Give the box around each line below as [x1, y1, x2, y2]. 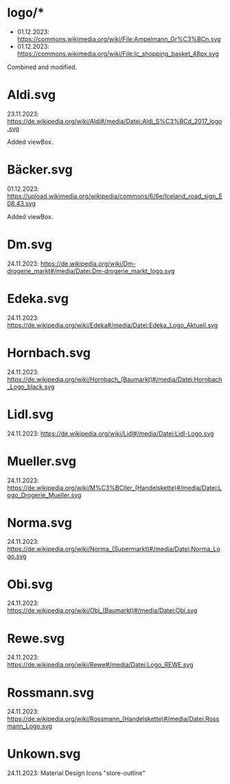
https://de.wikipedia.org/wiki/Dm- [40, 259, 136, 268]
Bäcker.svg [7, 162, 73, 178]
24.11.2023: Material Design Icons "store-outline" [7, 769, 146, 777]
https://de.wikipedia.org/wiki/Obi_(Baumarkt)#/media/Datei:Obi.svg [7, 606, 198, 615]
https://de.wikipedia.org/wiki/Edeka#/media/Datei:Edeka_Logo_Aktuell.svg [7, 321, 218, 329]
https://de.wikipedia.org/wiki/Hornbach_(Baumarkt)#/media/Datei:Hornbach [7, 375, 222, 383]
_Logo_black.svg [7, 382, 55, 390]
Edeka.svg [7, 290, 69, 306]
